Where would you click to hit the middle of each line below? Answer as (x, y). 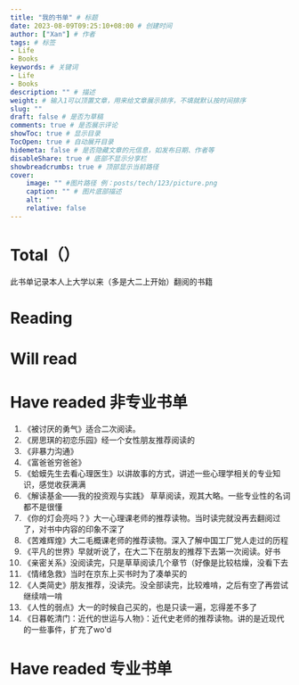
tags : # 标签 (33, 42)
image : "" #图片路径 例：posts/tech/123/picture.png (122, 184)
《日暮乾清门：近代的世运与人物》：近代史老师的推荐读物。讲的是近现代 (154, 618)
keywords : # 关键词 (44, 68)
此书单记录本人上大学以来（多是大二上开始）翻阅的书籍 (111, 281)
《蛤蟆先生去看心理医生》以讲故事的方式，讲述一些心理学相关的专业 (148, 473)
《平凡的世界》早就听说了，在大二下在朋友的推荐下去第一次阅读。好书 (152, 551)
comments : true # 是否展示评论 (64, 126)
